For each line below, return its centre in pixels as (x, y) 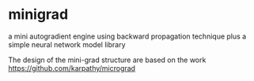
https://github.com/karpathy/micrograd (72, 68)
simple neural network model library (67, 44)
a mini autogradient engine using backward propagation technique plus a (127, 36)
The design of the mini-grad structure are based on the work (107, 60)
